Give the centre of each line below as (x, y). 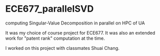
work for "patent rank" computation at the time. (55, 38)
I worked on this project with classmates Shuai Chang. (62, 48)
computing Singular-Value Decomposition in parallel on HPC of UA (75, 23)
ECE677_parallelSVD (50, 9)
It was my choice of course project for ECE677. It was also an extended (80, 33)
